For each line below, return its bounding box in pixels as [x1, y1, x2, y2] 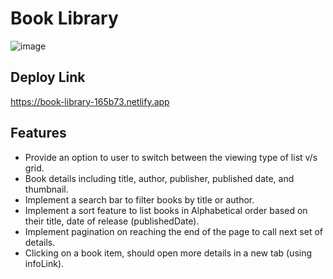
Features [10, 125, 67, 142]
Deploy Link [10, 69, 86, 86]
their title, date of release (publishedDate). [24, 215, 200, 227]
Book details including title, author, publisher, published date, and [24, 172, 295, 184]
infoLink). [24, 257, 65, 269]
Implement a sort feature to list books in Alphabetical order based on [24, 204, 308, 216]
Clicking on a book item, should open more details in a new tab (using [24, 247, 313, 259]
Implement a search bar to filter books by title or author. [24, 193, 255, 206]
